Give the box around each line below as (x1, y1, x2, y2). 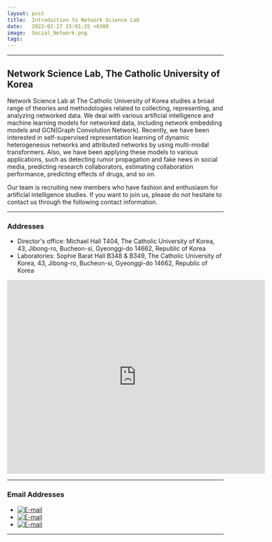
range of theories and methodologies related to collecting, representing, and (7, 104, 223, 112)
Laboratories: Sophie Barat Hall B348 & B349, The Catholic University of (16, 252, 222, 260)
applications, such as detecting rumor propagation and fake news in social (7, 155, 218, 163)
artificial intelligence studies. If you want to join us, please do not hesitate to (7, 190, 222, 198)
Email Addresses (7, 490, 65, 499)
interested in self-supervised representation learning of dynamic (7, 133, 190, 141)
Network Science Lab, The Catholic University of (7, 67, 220, 79)
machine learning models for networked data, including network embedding (7, 118, 222, 127)
